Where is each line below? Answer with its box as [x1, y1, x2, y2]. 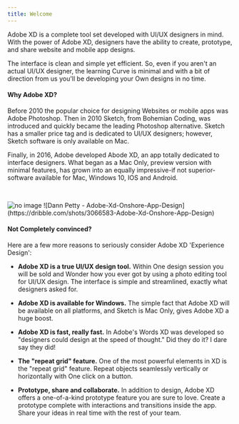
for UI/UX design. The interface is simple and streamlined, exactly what [17, 278, 228, 286]
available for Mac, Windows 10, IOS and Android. [34, 173, 178, 182]
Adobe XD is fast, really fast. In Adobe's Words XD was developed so [17, 328, 225, 336]
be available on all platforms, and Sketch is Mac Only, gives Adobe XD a [17, 306, 230, 315]
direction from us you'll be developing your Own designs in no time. [7, 74, 206, 83]
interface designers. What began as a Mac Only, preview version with [7, 158, 212, 166]
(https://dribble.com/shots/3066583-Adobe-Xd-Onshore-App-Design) [7, 208, 215, 217]
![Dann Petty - [43, 201, 86, 209]
